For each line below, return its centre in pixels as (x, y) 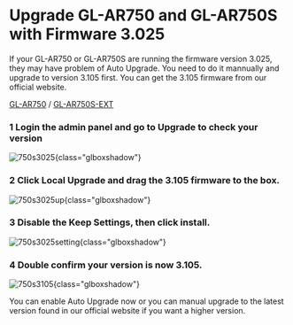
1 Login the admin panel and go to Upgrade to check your (134, 127)
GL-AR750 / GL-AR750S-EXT (62, 104)
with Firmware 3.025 (87, 34)
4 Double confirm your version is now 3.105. (106, 265)
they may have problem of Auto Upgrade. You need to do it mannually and (144, 68)
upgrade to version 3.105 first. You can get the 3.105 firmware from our (138, 77)
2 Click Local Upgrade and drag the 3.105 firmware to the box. (145, 181)
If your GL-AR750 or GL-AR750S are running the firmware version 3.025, (141, 58)
